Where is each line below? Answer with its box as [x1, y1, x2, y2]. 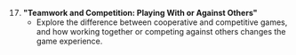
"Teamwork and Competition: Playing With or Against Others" [22, 8, 258, 18]
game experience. [36, 35, 103, 46]
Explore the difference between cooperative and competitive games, [36, 17, 288, 27]
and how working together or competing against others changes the [36, 27, 286, 36]
